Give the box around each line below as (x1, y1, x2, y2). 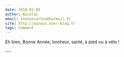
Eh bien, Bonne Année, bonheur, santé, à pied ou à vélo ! (5, 39, 120, 45)
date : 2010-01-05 (5, 7, 41, 12)
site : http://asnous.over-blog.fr (5, 21, 76, 26)
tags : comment (5, 26, 34, 30)
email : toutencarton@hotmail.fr (5, 16, 71, 21)
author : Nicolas (5, 12, 38, 17)
